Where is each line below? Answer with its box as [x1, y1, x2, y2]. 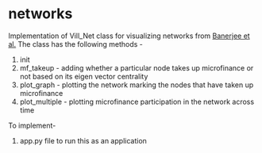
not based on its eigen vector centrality [19, 71, 148, 81]
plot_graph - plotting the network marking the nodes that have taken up [19, 80, 254, 90]
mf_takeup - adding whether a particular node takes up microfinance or [19, 63, 254, 72]
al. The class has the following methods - [8, 39, 143, 48]
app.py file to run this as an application [19, 136, 147, 145]
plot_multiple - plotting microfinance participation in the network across [19, 97, 255, 106]
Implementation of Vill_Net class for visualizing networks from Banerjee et [8, 31, 250, 40]
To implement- [8, 120, 56, 130]
